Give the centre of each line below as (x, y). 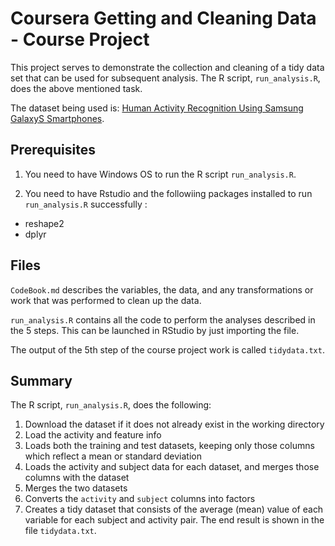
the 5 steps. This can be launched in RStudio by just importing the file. (155, 330)
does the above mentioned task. (76, 88)
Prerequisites (53, 150)
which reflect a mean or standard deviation (113, 456)
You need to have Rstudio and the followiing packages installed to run (168, 193)
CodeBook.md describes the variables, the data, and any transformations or (162, 289)
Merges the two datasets (76, 488)
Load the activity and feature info (93, 435)
